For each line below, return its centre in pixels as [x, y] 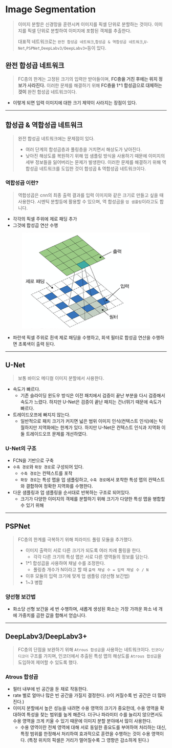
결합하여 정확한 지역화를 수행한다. [59, 486]
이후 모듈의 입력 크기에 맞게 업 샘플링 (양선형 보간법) [78, 576]
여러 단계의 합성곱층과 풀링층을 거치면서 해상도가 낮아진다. [84, 149]
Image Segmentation [51, 9]
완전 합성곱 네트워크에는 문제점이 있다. [56, 138]
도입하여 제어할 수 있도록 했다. [48, 662]
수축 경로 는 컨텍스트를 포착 [46, 473]
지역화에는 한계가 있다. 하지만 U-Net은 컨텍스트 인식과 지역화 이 [102, 427]
